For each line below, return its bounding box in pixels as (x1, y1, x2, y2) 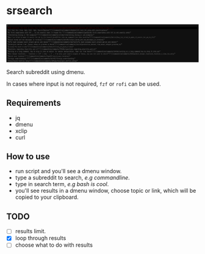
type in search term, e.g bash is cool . (15, 181, 109, 188)
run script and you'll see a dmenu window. (15, 168, 122, 175)
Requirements (6, 98, 61, 108)
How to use (6, 151, 50, 162)
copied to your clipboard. (15, 193, 79, 201)
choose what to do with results (15, 241, 93, 248)
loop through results (15, 234, 67, 242)
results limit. (15, 228, 46, 235)
